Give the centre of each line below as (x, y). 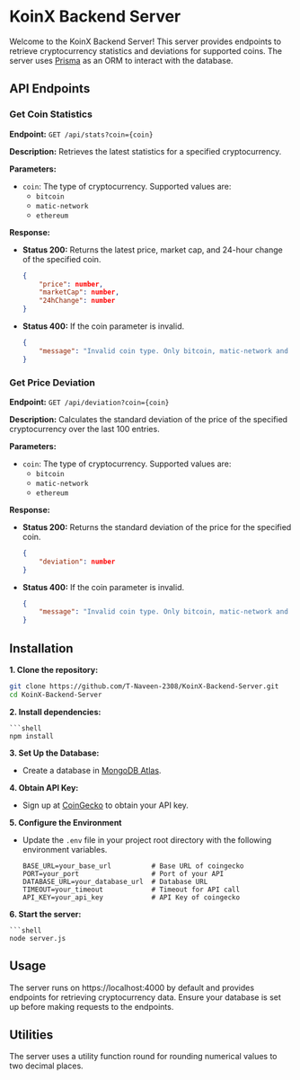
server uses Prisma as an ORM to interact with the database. (121, 60)
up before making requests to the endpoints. (92, 1006)
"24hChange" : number (77, 301)
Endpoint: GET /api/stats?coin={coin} (81, 134)
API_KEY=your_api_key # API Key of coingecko (131, 897)
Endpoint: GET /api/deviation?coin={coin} (89, 402)
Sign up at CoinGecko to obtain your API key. (105, 805)
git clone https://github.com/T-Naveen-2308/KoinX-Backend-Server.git (144, 686)
